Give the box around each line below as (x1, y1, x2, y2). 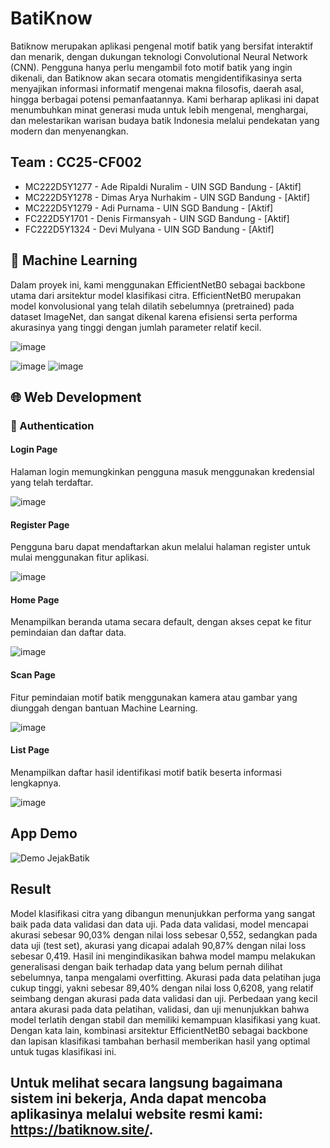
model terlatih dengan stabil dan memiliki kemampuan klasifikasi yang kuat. (10, 1013, 321, 1026)
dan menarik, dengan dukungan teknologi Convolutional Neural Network (10, 50, 308, 62)
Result (10, 881, 52, 898)
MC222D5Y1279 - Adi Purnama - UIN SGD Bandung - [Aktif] (24, 202, 274, 214)
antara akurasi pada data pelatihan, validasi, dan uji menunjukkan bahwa (10, 1003, 310, 1015)
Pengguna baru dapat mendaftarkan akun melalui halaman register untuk (10, 541, 311, 553)
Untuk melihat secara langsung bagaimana (10, 1074, 283, 1091)
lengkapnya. (10, 777, 62, 789)
